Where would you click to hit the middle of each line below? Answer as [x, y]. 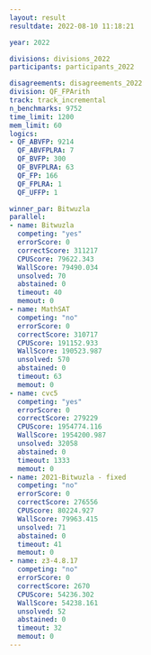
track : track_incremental [58, 100]
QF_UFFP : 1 [38, 192]
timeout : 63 [40, 376]
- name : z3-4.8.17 [44, 561]
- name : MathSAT [40, 309]
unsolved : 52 [42, 611]
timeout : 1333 [44, 460]
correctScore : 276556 [58, 503]
